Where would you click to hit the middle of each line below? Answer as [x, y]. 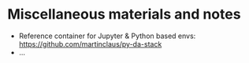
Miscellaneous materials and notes [124, 14]
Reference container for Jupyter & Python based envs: [107, 36]
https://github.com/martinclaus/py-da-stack [90, 44]
